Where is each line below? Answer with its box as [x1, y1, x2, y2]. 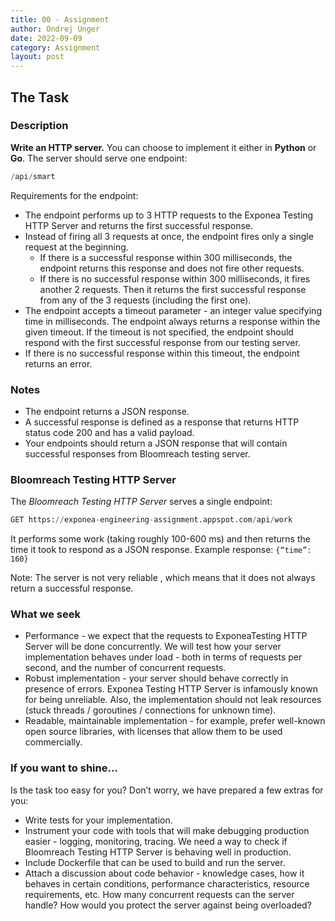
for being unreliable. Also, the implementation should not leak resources [24, 694, 322, 706]
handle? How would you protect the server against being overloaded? [24, 899, 312, 911]
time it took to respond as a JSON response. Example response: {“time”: [10, 544, 312, 556]
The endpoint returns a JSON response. [24, 405, 190, 417]
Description [10, 119, 69, 133]
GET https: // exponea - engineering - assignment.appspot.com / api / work [10, 515, 293, 525]
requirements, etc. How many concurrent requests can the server [24, 888, 295, 900]
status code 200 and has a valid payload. [24, 426, 195, 438]
